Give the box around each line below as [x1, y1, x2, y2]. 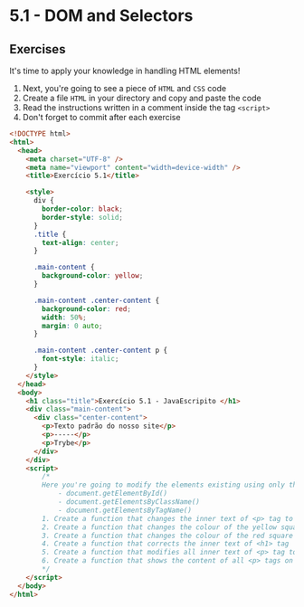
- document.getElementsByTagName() [57, 506, 193, 515]
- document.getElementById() [57, 489, 168, 498]
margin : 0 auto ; [42, 321, 103, 330]
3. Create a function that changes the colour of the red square [42, 531, 294, 540]
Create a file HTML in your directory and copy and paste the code [22, 92, 261, 103]
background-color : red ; [42, 304, 131, 313]
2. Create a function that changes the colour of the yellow [42, 522, 278, 532]
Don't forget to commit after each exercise [22, 112, 181, 122]
